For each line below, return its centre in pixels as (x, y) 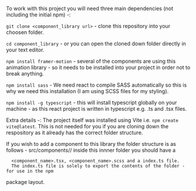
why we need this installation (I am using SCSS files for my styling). (87, 91)
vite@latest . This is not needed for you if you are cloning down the (87, 126)
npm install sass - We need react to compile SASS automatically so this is (97, 85)
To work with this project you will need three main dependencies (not (90, 8)
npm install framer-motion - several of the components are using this (91, 61)
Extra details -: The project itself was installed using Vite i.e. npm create (92, 120)
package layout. (26, 182)
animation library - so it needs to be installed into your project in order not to (98, 67)
